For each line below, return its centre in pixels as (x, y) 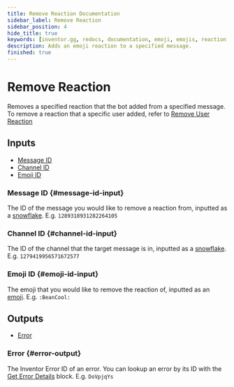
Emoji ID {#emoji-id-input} (53, 274)
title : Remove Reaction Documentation (64, 14)
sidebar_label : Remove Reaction (54, 20)
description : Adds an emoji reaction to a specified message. (100, 46)
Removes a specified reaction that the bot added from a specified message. (116, 106)
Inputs (22, 143)
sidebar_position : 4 (37, 26)
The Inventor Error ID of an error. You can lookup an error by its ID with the (115, 369)
